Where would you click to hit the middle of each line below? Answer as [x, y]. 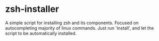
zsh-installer [32, 9]
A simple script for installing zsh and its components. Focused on [72, 23]
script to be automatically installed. [41, 33]
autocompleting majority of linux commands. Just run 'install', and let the [79, 28]
